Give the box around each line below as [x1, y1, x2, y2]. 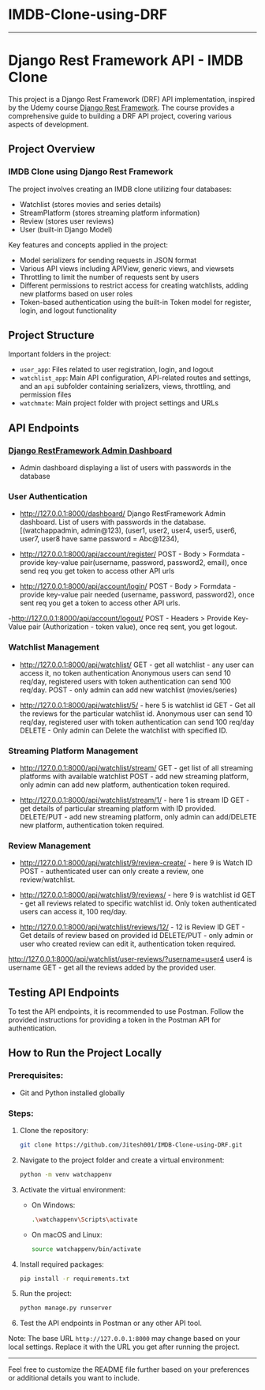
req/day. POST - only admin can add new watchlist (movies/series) [19, 685, 238, 695]
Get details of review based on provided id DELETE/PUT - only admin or [19, 931, 254, 940]
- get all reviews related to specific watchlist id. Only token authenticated [19, 898, 257, 908]
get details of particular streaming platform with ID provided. [19, 804, 217, 813]
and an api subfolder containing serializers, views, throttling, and [19, 382, 231, 391]
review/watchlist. [19, 875, 76, 884]
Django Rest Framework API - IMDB [8, 51, 244, 70]
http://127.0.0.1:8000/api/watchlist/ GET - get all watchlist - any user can [19, 660, 255, 669]
